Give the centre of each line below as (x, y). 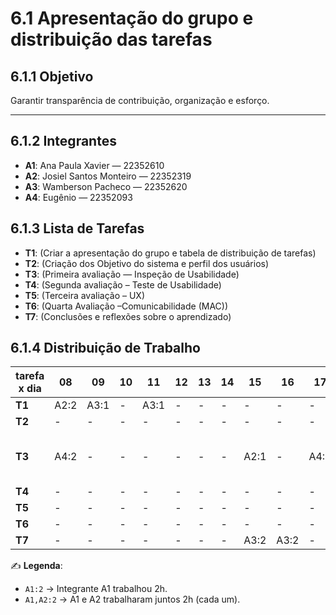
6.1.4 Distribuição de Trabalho (105, 348)
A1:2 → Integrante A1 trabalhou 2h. (96, 589)
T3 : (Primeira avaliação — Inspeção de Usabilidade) (132, 274)
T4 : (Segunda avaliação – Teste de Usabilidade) (123, 284)
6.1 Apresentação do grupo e (132, 18)
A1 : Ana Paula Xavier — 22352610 (94, 165)
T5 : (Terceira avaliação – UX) (84, 295)
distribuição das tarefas (111, 39)
